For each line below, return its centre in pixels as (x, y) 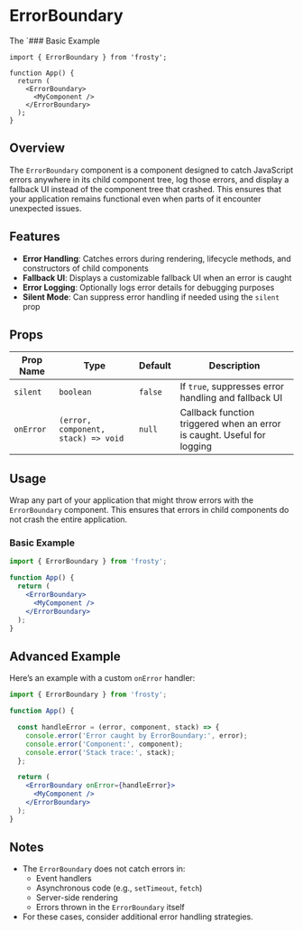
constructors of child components (85, 268)
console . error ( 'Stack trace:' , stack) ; (101, 752)
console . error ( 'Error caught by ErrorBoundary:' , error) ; (137, 735)
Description (234, 366)
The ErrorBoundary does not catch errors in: (104, 869)
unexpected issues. (46, 208)
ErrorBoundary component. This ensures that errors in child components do (149, 510)
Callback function (217, 413)
